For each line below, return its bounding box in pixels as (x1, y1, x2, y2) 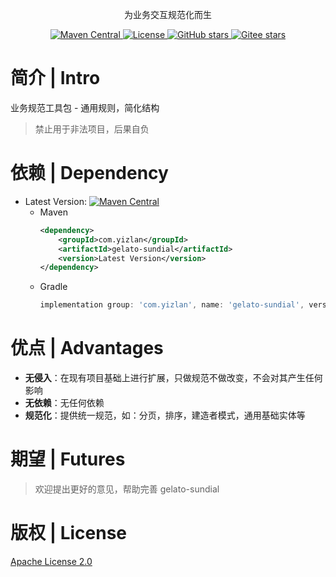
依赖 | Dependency (10, 162, 169, 185)
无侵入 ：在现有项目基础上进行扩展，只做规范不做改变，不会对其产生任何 (24, 372, 323, 384)
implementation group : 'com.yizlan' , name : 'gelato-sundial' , (39, 300, 305, 310)
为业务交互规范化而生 (124, 9, 212, 20)
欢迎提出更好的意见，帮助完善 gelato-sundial (34, 483, 220, 495)
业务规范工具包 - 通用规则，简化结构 (10, 101, 160, 113)
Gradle (39, 281, 68, 293)
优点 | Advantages (10, 337, 164, 360)
